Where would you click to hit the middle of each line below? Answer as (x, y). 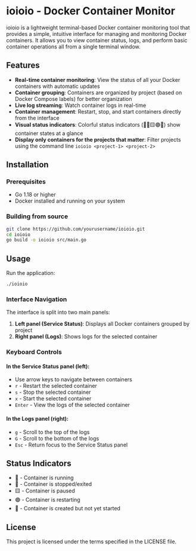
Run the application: (31, 273)
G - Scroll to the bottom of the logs (57, 438)
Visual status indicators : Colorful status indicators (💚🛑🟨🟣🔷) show (97, 124)
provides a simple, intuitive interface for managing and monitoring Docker (97, 33)
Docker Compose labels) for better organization (73, 99)
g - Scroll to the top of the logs (52, 432)
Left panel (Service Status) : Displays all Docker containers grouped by (102, 324)
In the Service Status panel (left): (48, 366)
